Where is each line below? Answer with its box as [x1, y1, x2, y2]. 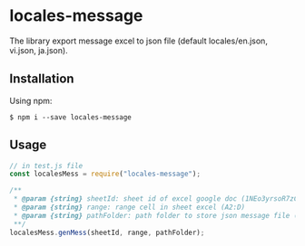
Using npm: [9, 95, 53, 106]
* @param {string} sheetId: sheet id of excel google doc [13, 194, 238, 203]
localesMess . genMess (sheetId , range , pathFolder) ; [9, 228, 205, 237]
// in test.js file [9, 161, 84, 170]
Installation [9, 71, 74, 87]
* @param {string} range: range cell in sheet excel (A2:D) [13, 203, 246, 213]
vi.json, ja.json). [9, 44, 68, 55]
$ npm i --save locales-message [9, 112, 132, 122]
